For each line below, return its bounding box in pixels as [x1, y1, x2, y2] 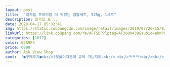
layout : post [5, 7, 33, 13]
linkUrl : [5, 31, 24, 36]
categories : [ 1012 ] [5, 36, 47, 41]
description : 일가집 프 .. [5, 17, 58, 22]
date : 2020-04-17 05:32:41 [5, 21, 62, 27]
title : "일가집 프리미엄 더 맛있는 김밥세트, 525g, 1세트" [5, 12, 116, 17]
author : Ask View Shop [5, 49, 53, 54]
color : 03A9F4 [5, 40, 35, 45]
